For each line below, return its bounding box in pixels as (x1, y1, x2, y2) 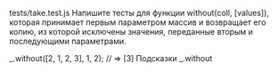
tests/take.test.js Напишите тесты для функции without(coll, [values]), (9, 8, 270, 18)
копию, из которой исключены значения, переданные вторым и (9, 27, 254, 36)
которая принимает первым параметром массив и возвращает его (9, 17, 266, 28)
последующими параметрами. (9, 36, 127, 46)
